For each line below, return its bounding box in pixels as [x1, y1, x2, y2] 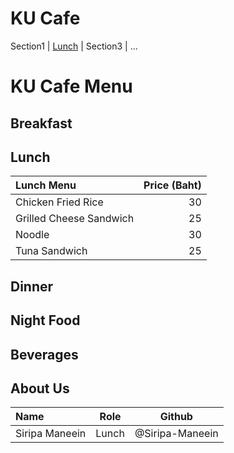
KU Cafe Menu [10, 75, 133, 98]
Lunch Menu [15, 178, 77, 192]
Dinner [10, 278, 54, 295]
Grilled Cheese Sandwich [15, 212, 135, 226]
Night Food [10, 312, 81, 329]
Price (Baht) [143, 178, 202, 192]
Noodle [15, 228, 50, 242]
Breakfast [10, 115, 73, 132]
